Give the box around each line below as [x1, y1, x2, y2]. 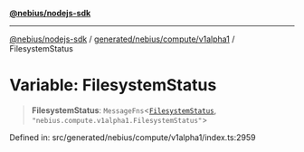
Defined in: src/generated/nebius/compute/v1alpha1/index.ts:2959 [9, 131, 256, 143]
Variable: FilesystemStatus [9, 75, 217, 96]
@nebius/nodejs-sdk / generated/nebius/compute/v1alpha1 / [9, 33, 235, 44]
